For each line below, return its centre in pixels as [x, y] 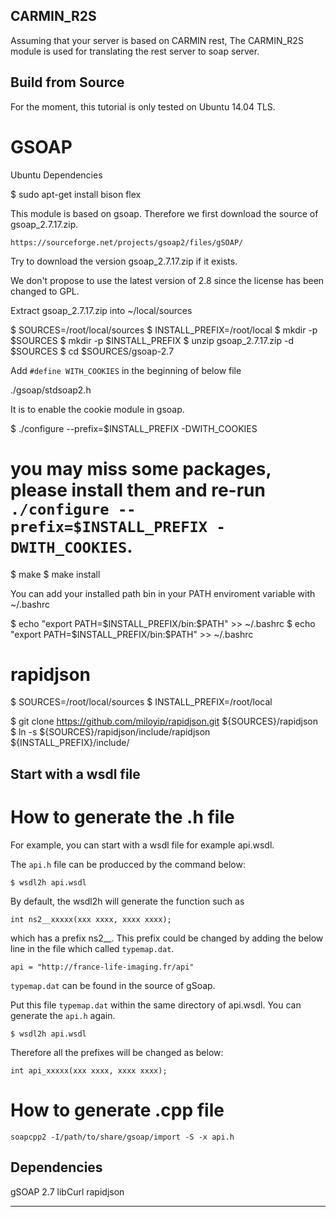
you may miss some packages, [141, 468]
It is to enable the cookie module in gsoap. [97, 409]
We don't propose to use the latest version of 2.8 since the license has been [167, 280]
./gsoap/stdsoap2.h [51, 390]
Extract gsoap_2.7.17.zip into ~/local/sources [101, 310]
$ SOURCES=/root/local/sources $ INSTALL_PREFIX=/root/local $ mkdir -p [164, 330]
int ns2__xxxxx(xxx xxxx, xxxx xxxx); [91, 919]
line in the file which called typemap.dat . [92, 948]
